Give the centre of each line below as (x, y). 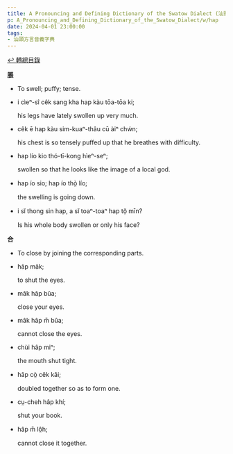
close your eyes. (41, 307)
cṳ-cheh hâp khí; (41, 402)
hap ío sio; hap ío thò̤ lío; (52, 183)
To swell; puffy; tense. (49, 89)
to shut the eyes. (41, 280)
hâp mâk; (31, 267)
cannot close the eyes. (50, 334)
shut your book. (40, 415)
